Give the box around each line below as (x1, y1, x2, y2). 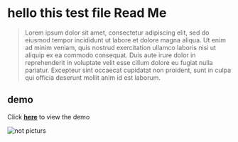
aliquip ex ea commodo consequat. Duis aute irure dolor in (24, 51, 196, 59)
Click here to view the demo (7, 112, 90, 121)
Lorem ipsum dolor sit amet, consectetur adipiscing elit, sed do (24, 28, 210, 37)
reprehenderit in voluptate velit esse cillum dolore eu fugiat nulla (24, 58, 213, 66)
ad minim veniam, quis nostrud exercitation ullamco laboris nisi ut (24, 43, 217, 52)
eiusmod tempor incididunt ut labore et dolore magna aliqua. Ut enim (24, 35, 226, 44)
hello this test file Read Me (7, 5, 167, 21)
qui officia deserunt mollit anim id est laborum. (24, 73, 161, 82)
